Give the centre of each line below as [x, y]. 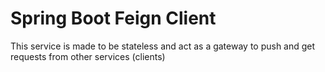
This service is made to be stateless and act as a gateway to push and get [163, 46]
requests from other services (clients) [88, 56]
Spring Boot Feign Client [113, 18]
